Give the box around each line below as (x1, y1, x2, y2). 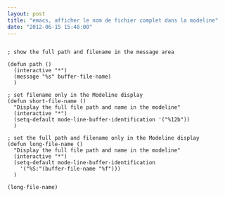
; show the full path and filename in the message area (7, 48, 174, 56)
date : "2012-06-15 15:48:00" (7, 23, 93, 30)
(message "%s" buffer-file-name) (13, 73, 112, 81)
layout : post (7, 10, 46, 18)
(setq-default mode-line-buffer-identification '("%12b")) (13, 117, 191, 124)
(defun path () (7, 61, 52, 68)
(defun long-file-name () (7, 141, 83, 148)
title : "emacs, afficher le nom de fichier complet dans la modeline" (7, 17, 219, 24)
